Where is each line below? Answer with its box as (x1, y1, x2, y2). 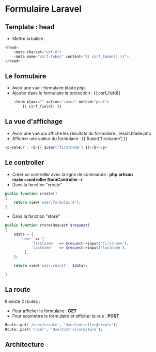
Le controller (5, 158, 45, 167)
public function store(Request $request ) (5, 223, 90, 228)
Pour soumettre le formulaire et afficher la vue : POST (12, 313, 120, 319)
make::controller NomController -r (12, 176, 83, 182)
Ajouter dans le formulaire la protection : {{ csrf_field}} (12, 90, 121, 96)
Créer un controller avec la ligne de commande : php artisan (12, 171, 133, 177)
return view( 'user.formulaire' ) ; (14, 200, 81, 205)
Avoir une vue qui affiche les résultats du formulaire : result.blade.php (12, 130, 152, 136)
